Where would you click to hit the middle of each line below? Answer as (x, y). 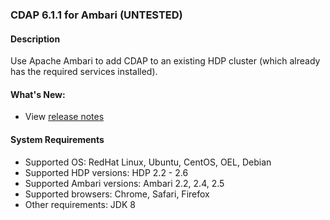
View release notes (64, 117)
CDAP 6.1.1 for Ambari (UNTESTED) (96, 15)
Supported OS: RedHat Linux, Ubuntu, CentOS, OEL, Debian (148, 162)
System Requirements (57, 139)
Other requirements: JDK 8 (80, 204)
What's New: (38, 94)
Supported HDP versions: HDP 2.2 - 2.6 (106, 172)
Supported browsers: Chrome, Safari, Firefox (117, 194)
